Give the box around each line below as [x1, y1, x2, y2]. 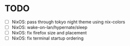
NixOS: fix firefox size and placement [11, 30, 87, 36]
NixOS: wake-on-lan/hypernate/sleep [11, 25, 88, 30]
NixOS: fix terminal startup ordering [11, 35, 84, 41]
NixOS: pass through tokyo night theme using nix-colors [11, 19, 126, 25]
